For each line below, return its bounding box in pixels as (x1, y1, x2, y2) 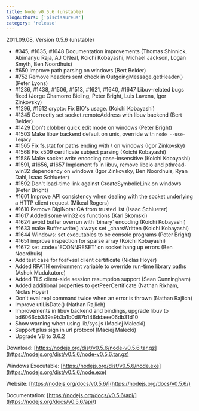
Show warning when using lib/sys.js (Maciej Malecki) (14, 320, 146, 327)
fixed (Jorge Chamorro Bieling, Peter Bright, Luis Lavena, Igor (14, 92, 167, 99)
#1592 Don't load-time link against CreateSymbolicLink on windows (14, 180, 182, 187)
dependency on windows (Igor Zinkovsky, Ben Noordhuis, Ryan (32, 168, 188, 175)
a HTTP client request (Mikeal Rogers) (14, 199, 109, 206)
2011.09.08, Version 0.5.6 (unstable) (6, 36, 94, 44)
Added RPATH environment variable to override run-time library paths (14, 263, 186, 270)
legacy (14, 137, 32, 143)
